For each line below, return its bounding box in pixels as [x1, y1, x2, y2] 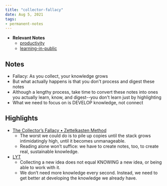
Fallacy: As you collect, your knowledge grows [12, 73, 108, 79]
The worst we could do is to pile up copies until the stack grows [19, 133, 151, 139]
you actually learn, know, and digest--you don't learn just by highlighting [12, 94, 162, 100]
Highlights [5, 114, 38, 123]
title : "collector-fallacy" [5, 7, 64, 12]
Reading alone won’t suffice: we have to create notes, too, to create [19, 143, 159, 149]
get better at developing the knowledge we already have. [19, 175, 137, 181]
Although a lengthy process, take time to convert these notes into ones [12, 89, 159, 95]
